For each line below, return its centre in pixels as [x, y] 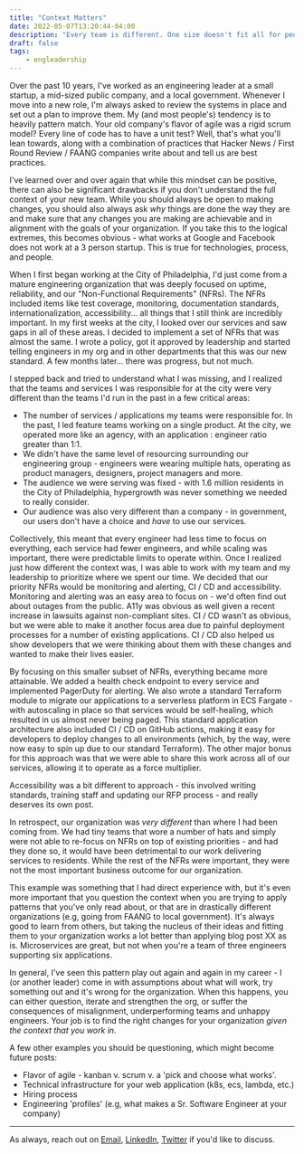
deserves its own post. [52, 805]
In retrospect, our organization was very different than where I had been [143, 822]
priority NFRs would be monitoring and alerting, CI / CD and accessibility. [146, 587]
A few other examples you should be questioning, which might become [142, 1048]
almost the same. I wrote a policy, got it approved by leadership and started [150, 342]
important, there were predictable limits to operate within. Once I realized [146, 558]
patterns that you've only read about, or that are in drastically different [140, 907]
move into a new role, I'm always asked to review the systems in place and [148, 105]
